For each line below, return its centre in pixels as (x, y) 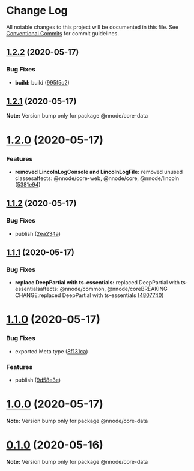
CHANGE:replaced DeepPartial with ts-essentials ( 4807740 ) (89, 295)
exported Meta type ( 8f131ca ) (51, 351)
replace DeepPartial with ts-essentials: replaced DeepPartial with (97, 283)
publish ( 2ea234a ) (38, 233)
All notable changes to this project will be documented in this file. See (92, 27)
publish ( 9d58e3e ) (38, 380)
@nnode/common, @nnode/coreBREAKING (114, 289)
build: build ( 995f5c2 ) (42, 82)
